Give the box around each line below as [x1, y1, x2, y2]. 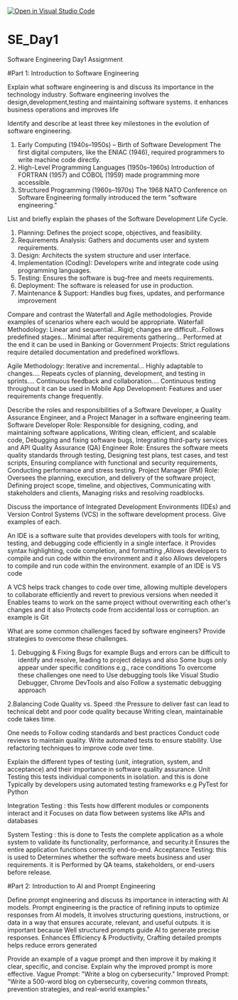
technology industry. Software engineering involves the [7, 90, 169, 99]
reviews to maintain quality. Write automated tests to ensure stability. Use [7, 736, 222, 744]
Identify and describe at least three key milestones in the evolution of [7, 119, 210, 127]
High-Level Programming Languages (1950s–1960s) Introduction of [17, 163, 215, 171]
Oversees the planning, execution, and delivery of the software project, [7, 473, 216, 482]
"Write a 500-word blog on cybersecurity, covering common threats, [7, 977, 208, 986]
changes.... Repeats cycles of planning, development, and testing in [7, 369, 206, 377]
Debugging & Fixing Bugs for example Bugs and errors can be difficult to [17, 647, 231, 657]
